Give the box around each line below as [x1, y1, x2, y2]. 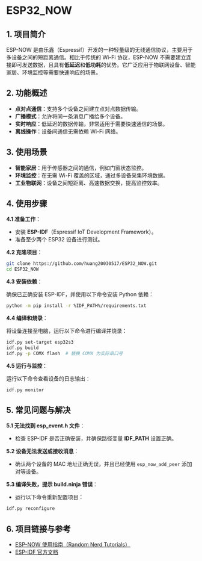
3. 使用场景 [6, 147, 47, 157]
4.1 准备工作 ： [6, 215, 41, 223]
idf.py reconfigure [6, 506, 55, 512]
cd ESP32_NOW [6, 266, 39, 273]
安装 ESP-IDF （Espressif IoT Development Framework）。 [14, 228, 158, 235]
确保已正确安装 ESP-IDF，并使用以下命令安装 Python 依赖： [6, 291, 155, 298]
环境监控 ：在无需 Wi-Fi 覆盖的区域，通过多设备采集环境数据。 [14, 172, 168, 179]
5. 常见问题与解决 [6, 404, 71, 415]
